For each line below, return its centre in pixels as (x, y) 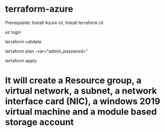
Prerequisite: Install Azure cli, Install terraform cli (54, 23)
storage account (39, 122)
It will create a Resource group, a (73, 81)
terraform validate (23, 41)
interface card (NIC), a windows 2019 (83, 101)
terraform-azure (39, 9)
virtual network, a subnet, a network (81, 91)
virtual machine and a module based (81, 112)
